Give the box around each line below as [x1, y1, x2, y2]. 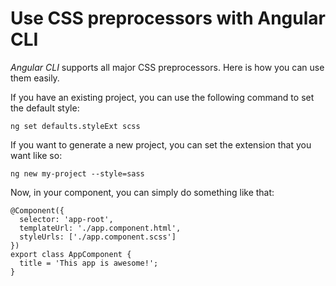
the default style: [10, 102, 80, 114]
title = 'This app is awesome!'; [19, 258, 159, 268]
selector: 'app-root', [19, 214, 114, 224]
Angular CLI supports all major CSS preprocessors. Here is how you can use [10, 61, 325, 73]
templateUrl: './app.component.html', [19, 223, 182, 233]
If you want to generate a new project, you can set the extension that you [10, 138, 312, 151]
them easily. [10, 72, 60, 84]
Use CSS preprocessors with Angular [10, 7, 326, 30]
